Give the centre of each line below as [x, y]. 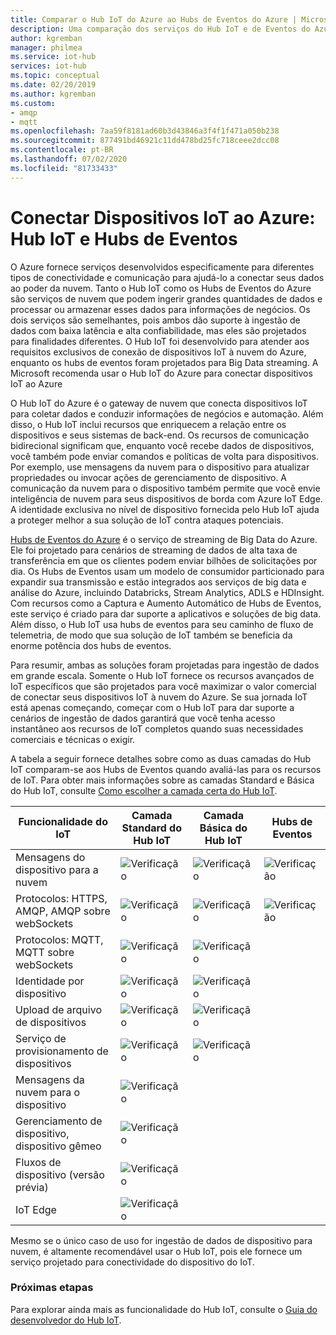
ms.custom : [33, 103]
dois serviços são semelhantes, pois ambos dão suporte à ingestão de [155, 320]
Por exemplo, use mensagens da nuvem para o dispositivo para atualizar [160, 467]
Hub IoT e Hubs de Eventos [124, 238]
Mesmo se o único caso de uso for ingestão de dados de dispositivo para [161, 1240]
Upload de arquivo [58, 1009]
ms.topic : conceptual [55, 76]
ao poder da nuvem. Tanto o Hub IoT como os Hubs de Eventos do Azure [161, 288]
